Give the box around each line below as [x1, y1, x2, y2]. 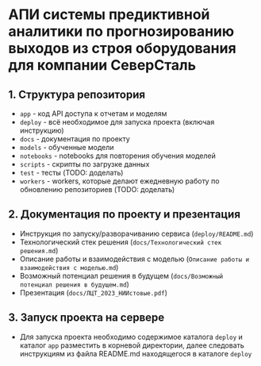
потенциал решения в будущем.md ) [19, 279, 129, 289]
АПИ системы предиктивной [8, 6, 210, 24]
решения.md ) [19, 245, 59, 255]
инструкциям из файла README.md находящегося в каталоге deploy [19, 349, 252, 358]
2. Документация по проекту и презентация [8, 208, 240, 222]
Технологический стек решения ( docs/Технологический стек [19, 237, 222, 247]
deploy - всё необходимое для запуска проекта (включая [19, 118, 215, 126]
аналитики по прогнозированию [8, 22, 235, 40]
